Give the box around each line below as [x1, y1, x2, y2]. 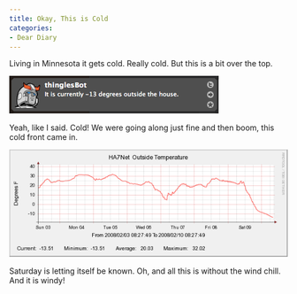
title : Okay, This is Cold [9, 14, 109, 23]
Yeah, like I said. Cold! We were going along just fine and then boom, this [9, 122, 275, 133]
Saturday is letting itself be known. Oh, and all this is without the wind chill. [9, 266, 281, 276]
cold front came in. [9, 132, 78, 143]
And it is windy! [9, 275, 65, 285]
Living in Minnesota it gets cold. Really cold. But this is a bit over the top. [9, 58, 273, 69]
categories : [9, 23, 53, 33]
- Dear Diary [9, 33, 57, 42]
